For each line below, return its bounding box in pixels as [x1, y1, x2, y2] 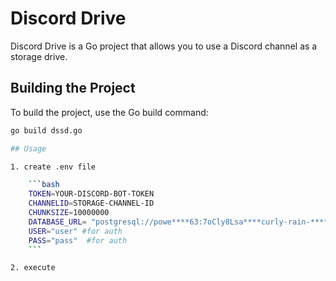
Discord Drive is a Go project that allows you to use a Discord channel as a [10, 40, 318, 52]
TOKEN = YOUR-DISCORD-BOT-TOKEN [28, 189, 155, 199]
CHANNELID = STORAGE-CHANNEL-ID [28, 198, 155, 209]
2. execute [10, 263, 56, 273]
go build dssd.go [10, 125, 83, 136]
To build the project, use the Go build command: [10, 106, 209, 118]
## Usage [10, 143, 47, 154]
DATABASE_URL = [28, 217, 87, 227]
